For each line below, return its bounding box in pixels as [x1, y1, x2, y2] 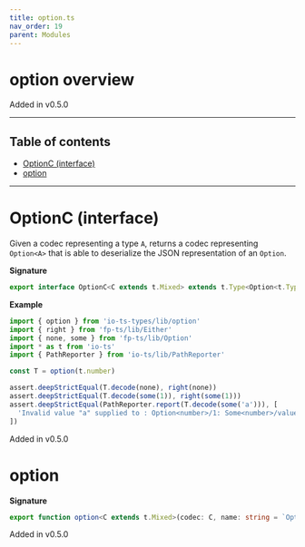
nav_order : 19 [9, 22, 64, 31]
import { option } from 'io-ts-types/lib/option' [9, 317, 202, 326]
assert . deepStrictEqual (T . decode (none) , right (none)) [9, 383, 218, 393]
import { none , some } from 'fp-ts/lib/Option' [9, 333, 193, 343]
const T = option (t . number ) [9, 366, 116, 376]
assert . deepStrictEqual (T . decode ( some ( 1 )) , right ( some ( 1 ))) [9, 392, 242, 401]
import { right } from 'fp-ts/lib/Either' [9, 325, 172, 334]
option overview [9, 69, 134, 90]
